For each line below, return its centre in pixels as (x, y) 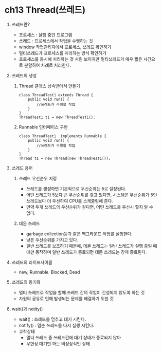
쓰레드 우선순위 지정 (38, 178)
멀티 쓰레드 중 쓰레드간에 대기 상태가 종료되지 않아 (73, 337)
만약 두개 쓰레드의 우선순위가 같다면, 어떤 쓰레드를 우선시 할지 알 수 (90, 207)
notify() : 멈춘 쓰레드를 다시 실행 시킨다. (56, 325)
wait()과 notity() (27, 309)
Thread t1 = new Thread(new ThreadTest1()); (65, 158)
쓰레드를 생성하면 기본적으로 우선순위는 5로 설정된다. (76, 188)
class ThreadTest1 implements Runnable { (63, 136)
